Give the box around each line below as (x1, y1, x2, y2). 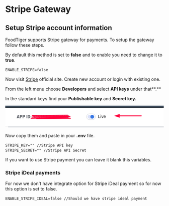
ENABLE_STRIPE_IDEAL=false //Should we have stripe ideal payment (5, 196, 147, 201)
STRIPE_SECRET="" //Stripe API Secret (5, 148, 87, 153)
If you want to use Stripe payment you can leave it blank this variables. (5, 156, 152, 162)
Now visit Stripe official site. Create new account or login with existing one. (5, 76, 161, 82)
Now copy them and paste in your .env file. (5, 132, 95, 138)
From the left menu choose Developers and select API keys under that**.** (5, 86, 161, 92)
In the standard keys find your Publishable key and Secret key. (5, 96, 137, 101)
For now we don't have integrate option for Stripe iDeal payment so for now (5, 180, 161, 186)
